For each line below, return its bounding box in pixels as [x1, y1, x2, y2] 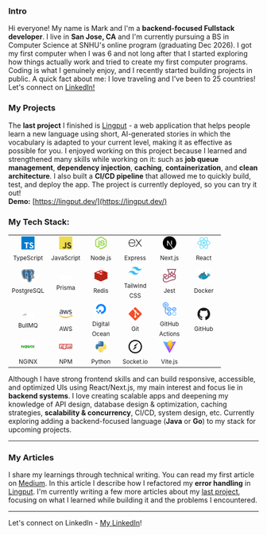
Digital [92, 320, 110, 328]
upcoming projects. [8, 425, 72, 434]
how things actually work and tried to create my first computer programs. [8, 57, 248, 67]
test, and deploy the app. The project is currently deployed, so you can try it [8, 179, 257, 189]
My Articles [8, 452, 54, 463]
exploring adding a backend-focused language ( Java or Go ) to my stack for [8, 416, 257, 425]
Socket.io [122, 358, 149, 366]
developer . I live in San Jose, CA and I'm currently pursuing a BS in [8, 32, 229, 41]
